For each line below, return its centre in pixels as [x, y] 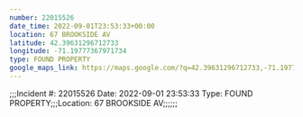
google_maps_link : [44, 68]
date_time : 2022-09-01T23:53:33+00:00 [82, 26]
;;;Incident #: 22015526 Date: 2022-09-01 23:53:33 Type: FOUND [131, 93]
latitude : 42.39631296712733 [64, 43]
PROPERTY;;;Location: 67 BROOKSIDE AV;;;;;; [93, 103]
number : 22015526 [42, 18]
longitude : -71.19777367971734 [68, 51]
